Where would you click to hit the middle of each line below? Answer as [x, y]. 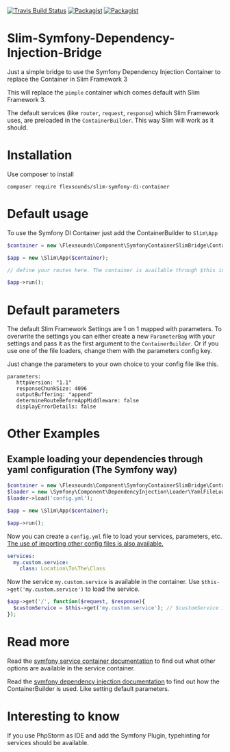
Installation [40, 155]
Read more [38, 642]
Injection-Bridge [55, 53]
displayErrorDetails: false [56, 407]
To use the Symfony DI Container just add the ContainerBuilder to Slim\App [112, 232]
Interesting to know [63, 716]
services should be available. [48, 742]
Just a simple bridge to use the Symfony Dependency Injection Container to [114, 71]
